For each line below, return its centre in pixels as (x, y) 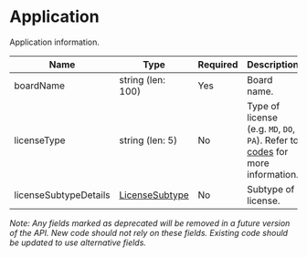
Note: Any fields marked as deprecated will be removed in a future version (150, 223)
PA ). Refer (267, 140)
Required (218, 64)
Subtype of (270, 189)
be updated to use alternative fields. (78, 242)
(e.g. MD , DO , (270, 128)
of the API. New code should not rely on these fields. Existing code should (149, 232)
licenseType (40, 140)
